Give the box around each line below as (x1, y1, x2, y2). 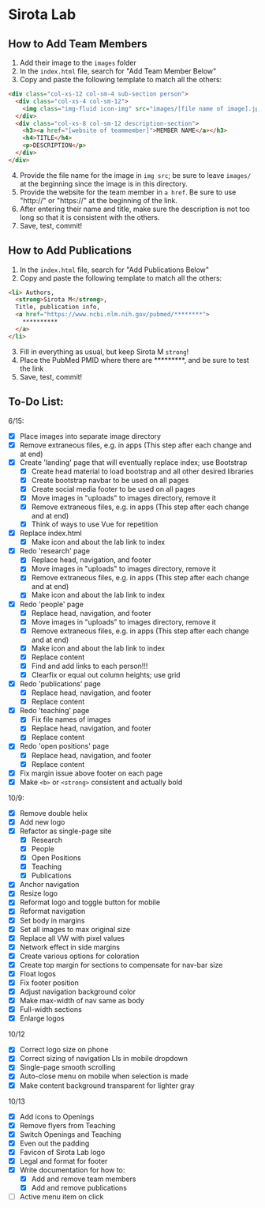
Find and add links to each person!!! (31, 661, 148, 670)
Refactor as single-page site (19, 826, 112, 836)
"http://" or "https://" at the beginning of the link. (19, 195, 178, 205)
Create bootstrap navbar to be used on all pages (31, 475, 189, 485)
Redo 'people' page (19, 599, 84, 609)
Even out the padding (19, 1138, 90, 1148)
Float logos (19, 968, 57, 978)
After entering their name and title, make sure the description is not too (19, 204, 250, 213)
